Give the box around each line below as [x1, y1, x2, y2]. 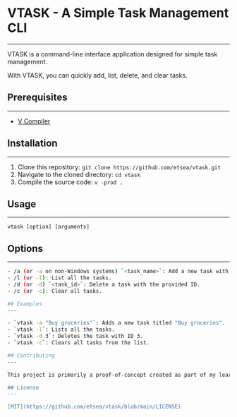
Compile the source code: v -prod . [17, 178, 123, 186]
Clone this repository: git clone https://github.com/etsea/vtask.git [17, 162, 221, 171]
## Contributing [7, 351, 55, 359]
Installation [7, 138, 58, 150]
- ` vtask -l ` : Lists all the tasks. [7, 326, 115, 333]
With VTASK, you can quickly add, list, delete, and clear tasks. [7, 71, 188, 79]
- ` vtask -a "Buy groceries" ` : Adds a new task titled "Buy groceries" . [7, 320, 226, 327]
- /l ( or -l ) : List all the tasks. [7, 274, 112, 282]
